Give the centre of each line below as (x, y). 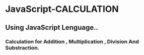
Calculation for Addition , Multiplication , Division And (72, 42)
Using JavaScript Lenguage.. (52, 27)
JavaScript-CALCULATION (62, 9)
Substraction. (22, 48)
